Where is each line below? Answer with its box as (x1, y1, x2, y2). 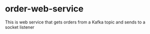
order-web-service (5, 3, 84, 14)
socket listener (5, 24, 35, 30)
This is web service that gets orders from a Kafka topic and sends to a (5, 19, 146, 25)
